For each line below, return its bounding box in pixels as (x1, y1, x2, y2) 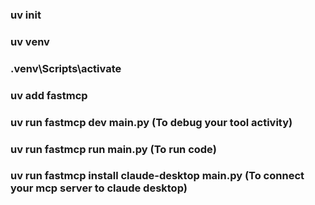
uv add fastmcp (10, 88, 88, 102)
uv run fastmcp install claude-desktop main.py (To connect (10, 169, 305, 183)
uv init (10, 8, 42, 22)
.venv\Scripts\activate (10, 61, 122, 75)
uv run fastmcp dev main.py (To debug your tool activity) (10, 115, 293, 129)
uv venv (10, 34, 50, 48)
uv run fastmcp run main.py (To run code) (10, 142, 217, 156)
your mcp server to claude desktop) (10, 181, 188, 195)
